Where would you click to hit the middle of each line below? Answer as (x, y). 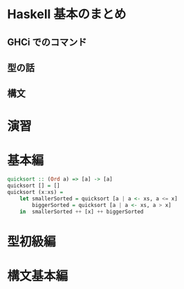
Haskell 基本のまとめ (67, 14)
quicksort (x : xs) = (35, 192)
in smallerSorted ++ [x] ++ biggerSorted (82, 212)
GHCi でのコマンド (47, 42)
